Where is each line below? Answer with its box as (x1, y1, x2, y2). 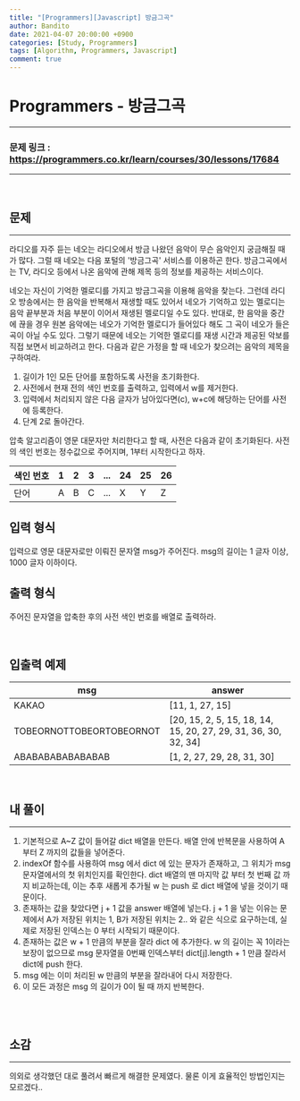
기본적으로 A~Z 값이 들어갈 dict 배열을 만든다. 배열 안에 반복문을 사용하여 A (21, 836, 286, 847)
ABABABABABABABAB (13, 751, 111, 764)
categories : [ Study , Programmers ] (9, 38, 138, 47)
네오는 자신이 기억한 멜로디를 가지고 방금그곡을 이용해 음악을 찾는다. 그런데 (9, 286, 270, 296)
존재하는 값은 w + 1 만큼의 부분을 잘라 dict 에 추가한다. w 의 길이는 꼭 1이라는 (21, 936, 290, 947)
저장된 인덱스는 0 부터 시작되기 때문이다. (38, 926, 180, 936)
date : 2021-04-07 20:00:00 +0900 (9, 30, 134, 38)
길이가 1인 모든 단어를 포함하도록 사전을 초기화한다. (21, 371, 200, 382)
